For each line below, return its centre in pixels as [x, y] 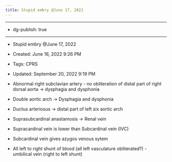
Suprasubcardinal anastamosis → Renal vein [59, 119]
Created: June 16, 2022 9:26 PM [47, 54]
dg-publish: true [30, 29]
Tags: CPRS [25, 64]
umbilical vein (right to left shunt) [48, 154]
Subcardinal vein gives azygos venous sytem [60, 138]
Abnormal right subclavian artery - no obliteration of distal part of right [87, 84]
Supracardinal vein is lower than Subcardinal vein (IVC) [71, 129]
